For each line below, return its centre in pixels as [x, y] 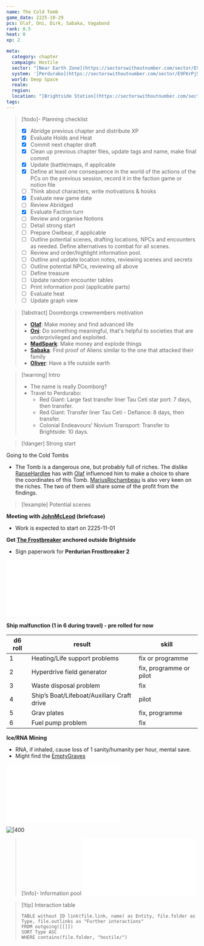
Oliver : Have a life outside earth [70, 363]
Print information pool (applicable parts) [80, 286]
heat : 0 [16, 35]
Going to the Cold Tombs [37, 455]
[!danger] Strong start [48, 444]
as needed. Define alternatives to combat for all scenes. [100, 246]
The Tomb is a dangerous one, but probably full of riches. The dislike [101, 467]
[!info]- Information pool [51, 893]
